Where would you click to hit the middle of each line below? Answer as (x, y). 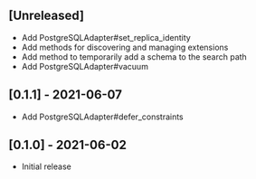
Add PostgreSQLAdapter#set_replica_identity (106, 37)
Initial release (46, 166)
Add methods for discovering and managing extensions (125, 47)
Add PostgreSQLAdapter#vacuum (85, 66)
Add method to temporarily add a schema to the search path (134, 57)
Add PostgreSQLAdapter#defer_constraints (103, 117)
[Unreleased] (47, 16)
